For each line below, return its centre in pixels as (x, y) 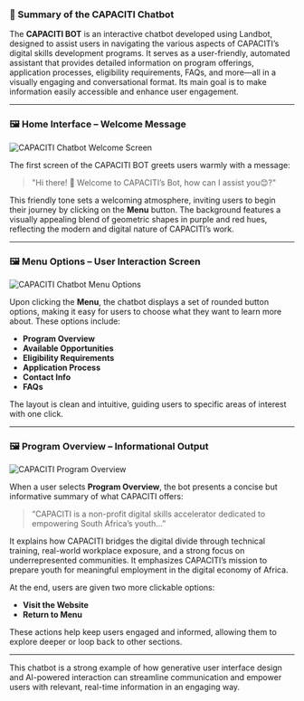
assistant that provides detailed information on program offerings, (132, 63)
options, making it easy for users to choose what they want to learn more (146, 311)
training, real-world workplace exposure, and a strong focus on (127, 551)
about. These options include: (65, 321)
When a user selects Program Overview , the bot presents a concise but (143, 487)
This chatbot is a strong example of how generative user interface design (146, 668)
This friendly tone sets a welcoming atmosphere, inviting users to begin (142, 200)
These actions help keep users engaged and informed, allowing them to (143, 632)
